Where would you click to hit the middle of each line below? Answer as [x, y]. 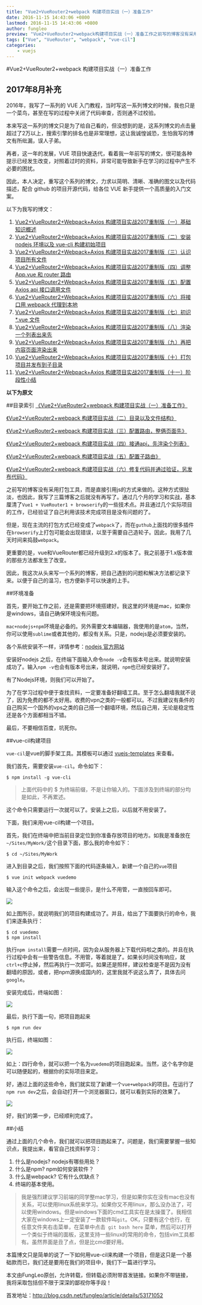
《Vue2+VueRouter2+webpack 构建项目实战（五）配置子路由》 [84, 456]
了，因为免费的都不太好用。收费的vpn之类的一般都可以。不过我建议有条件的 [100, 700]
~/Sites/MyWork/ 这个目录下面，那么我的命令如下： [69, 843]
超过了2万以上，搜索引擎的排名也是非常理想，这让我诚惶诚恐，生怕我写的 [97, 133]
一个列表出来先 [33, 334]
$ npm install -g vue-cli [38, 777]
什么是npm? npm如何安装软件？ [54, 1169]
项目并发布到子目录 [39, 364]
